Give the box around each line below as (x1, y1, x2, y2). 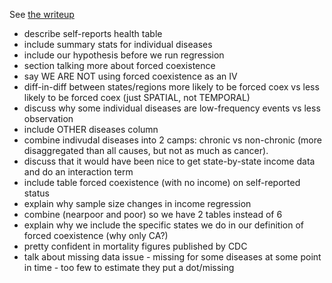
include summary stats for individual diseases (23, 39, 213, 50)
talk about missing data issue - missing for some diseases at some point (23, 251, 322, 263)
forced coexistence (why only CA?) (23, 230, 169, 241)
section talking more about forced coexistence (23, 60, 216, 71)
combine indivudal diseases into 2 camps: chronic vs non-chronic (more (23, 134, 322, 146)
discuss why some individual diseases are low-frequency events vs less (23, 102, 321, 114)
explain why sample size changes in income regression (23, 198, 252, 209)
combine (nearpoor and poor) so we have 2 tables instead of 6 (23, 209, 283, 220)
